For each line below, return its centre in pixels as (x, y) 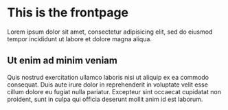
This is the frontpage (68, 13)
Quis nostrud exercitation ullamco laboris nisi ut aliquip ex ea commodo (108, 77)
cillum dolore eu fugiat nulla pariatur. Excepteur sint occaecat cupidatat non (114, 91)
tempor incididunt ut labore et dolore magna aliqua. (80, 38)
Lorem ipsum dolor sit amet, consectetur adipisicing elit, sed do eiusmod (110, 32)
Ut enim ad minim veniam (62, 61)
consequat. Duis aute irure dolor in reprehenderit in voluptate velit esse (107, 85)
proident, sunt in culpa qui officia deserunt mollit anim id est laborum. (105, 99)
